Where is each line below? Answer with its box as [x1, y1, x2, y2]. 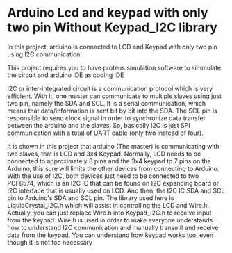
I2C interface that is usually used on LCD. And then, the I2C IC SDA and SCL [7, 186, 225, 195]
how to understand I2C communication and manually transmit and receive [7, 223, 219, 231]
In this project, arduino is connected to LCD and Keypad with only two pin [7, 42, 217, 51]
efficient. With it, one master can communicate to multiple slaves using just [7, 92, 222, 100]
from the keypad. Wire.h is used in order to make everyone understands [7, 215, 213, 224]
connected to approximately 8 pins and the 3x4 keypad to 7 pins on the [7, 156, 212, 165]
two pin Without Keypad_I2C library [7, 19, 217, 35]
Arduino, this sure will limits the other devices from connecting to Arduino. [7, 164, 219, 172]
